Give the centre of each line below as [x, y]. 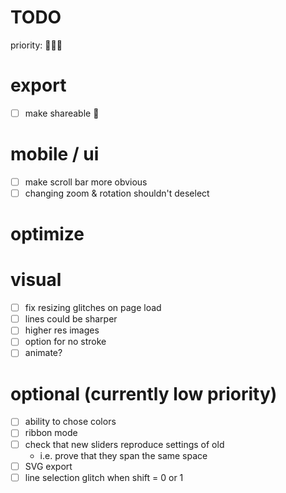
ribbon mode [51, 433]
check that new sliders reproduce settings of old [124, 444]
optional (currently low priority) [144, 393]
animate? [43, 353]
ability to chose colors [70, 422]
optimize [47, 234]
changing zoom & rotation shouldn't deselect [117, 193]
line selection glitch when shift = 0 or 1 [104, 477]
